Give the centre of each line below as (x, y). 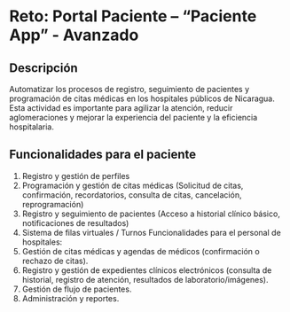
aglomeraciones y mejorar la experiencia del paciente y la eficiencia (133, 117)
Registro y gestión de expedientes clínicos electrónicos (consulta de (147, 270)
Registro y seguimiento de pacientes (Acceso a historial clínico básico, (151, 214)
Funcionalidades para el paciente (103, 155)
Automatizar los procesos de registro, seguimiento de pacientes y (129, 89)
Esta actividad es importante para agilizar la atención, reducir (121, 108)
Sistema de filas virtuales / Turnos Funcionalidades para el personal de (151, 232)
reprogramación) (53, 204)
